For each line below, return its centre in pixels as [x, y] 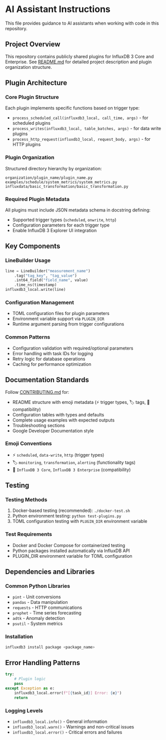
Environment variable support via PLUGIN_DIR [58, 319]
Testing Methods [26, 500]
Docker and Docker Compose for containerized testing [69, 545]
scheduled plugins [31, 123]
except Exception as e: [30, 689]
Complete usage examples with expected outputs [63, 420]
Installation [19, 637]
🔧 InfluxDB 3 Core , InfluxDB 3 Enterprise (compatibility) [71, 469]
